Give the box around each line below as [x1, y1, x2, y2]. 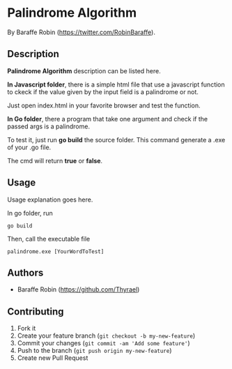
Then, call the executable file [7, 234, 91, 243]
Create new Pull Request [17, 354, 88, 362]
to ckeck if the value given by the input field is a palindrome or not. [7, 87, 199, 96]
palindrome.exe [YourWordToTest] [7, 248, 105, 255]
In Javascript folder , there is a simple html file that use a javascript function [7, 80, 225, 89]
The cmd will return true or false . [7, 156, 103, 165]
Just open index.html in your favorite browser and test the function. [7, 101, 201, 110]
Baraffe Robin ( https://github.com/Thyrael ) [17, 285, 140, 294]
